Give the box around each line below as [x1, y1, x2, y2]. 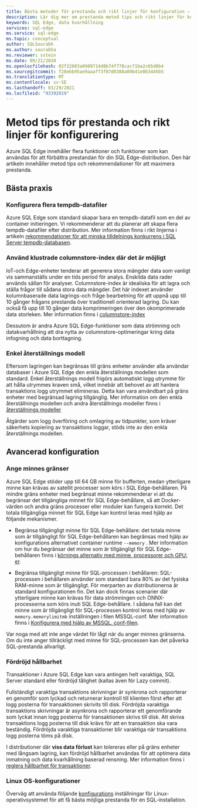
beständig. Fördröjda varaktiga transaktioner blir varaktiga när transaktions [6, 726, 186, 733]
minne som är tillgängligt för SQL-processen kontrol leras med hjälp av [14, 607, 185, 614]
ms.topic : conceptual [6, 36, 59, 42]
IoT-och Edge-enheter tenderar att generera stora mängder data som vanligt [6, 267, 191, 274]
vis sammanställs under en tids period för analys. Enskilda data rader [6, 273, 173, 280]
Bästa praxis [6, 183, 53, 194]
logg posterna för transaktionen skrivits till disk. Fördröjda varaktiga [6, 700, 169, 708]
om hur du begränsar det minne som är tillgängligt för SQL [14, 545, 155, 552]
